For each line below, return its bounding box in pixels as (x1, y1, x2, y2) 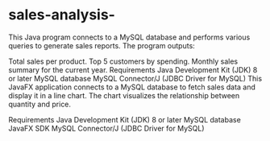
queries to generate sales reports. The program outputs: (8, 40, 195, 50)
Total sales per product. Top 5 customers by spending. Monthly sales (8, 56, 239, 66)
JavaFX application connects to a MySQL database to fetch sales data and (8, 82, 256, 92)
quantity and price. (8, 99, 71, 109)
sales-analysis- (8, 6, 115, 24)
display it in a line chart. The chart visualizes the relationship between (8, 90, 240, 100)
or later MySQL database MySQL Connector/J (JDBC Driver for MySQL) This (8, 73, 263, 83)
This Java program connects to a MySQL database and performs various (8, 32, 251, 42)
